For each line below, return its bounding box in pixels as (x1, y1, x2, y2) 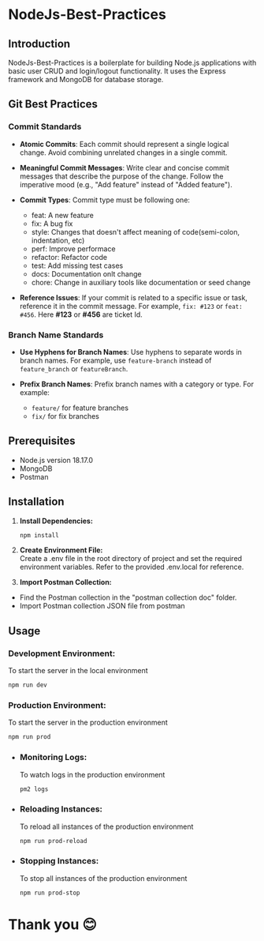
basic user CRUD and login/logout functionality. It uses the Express (8, 66, 226, 76)
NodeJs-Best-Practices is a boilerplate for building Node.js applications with (8, 58, 257, 67)
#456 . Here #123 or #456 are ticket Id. (19, 310, 143, 319)
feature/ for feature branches (31, 403, 128, 412)
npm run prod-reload (19, 837, 87, 845)
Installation (8, 495, 65, 509)
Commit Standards (8, 121, 82, 132)
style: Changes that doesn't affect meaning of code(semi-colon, (31, 227, 240, 236)
